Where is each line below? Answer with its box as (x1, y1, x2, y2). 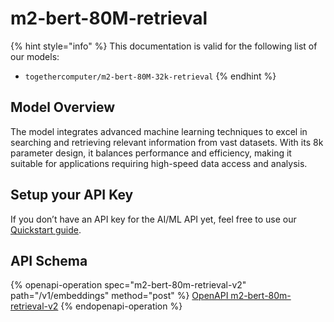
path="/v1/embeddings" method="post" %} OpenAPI (10, 290, 229, 302)
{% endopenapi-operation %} (60, 300, 183, 312)
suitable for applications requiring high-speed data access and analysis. (10, 157, 308, 169)
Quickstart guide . (10, 223, 82, 236)
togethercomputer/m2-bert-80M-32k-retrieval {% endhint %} (24, 70, 277, 82)
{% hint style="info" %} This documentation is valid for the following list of (10, 40, 318, 52)
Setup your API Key (10, 187, 134, 204)
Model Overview (10, 99, 115, 116)
